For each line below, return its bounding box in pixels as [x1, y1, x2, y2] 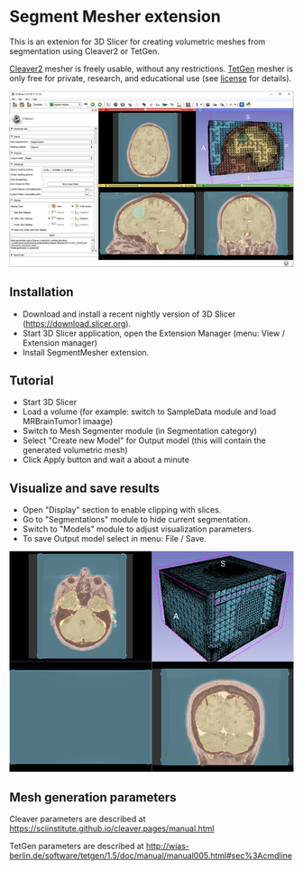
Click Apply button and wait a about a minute [22, 454, 189, 466]
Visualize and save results [9, 480, 161, 495]
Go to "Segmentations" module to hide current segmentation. [22, 514, 251, 525]
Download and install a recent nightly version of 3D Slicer [22, 309, 236, 319]
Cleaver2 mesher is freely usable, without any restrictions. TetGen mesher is [9, 63, 294, 74]
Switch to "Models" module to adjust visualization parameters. [22, 523, 254, 534]
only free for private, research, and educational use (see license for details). [9, 72, 292, 83]
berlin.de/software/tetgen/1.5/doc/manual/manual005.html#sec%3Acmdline [9, 850, 293, 861]
